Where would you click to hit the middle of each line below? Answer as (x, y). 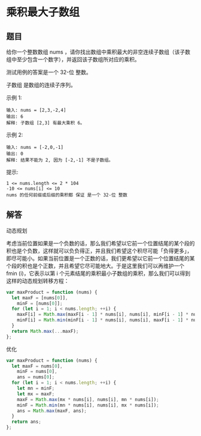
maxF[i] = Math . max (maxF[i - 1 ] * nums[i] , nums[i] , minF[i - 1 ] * (103, 315)
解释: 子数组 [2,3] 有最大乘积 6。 (45, 123)
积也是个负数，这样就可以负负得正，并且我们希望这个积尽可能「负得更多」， (99, 250)
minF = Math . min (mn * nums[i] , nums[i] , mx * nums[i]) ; (88, 405)
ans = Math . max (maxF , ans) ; (52, 411)
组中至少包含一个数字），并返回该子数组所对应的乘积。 (73, 59)
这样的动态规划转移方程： (38, 280)
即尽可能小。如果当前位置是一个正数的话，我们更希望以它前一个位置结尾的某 (100, 258)
